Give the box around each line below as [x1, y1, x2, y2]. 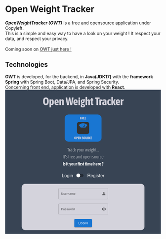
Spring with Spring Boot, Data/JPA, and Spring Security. [5, 79, 120, 85]
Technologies [5, 60, 48, 69]
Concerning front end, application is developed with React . [5, 84, 125, 90]
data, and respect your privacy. [5, 36, 69, 42]
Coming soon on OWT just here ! [5, 46, 72, 52]
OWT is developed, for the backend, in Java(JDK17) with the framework [5, 73, 153, 80]
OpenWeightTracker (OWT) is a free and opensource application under [5, 20, 151, 26]
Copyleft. [5, 25, 24, 31]
